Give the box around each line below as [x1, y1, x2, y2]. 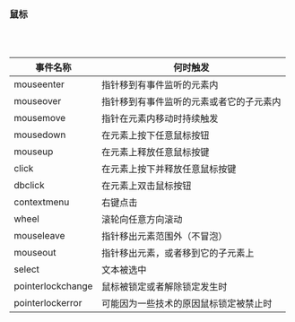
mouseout [13, 247, 56, 259]
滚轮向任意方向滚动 [101, 213, 183, 226]
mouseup [13, 145, 54, 158]
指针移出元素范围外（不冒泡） [101, 231, 228, 243]
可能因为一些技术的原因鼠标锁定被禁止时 [101, 298, 273, 310]
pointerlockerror [13, 297, 82, 309]
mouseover [13, 95, 62, 108]
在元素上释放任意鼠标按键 [101, 146, 210, 159]
